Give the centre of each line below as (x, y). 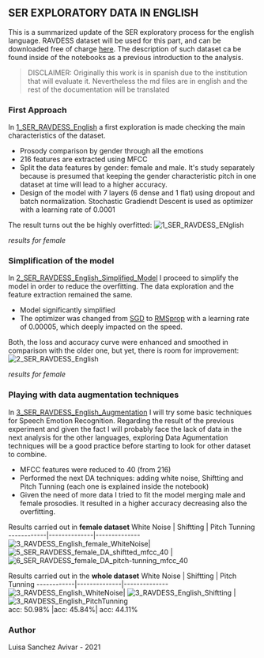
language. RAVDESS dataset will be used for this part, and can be (115, 40)
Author (22, 630)
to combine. (28, 454)
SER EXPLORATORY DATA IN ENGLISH (104, 13)
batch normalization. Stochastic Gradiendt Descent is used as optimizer (136, 202)
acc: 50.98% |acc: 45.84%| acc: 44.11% (73, 609)
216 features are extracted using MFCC (83, 159)
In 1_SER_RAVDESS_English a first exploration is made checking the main (127, 127)
